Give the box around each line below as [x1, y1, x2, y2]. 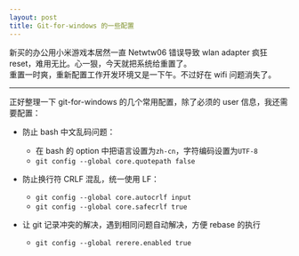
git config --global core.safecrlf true [35, 202, 188, 212]
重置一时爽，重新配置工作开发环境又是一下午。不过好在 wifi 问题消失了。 [9, 68, 277, 80]
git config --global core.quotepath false [35, 156, 196, 165]
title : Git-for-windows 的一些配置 [9, 21, 135, 30]
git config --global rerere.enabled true [35, 238, 191, 247]
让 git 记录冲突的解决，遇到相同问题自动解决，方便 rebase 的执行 [21, 219, 261, 229]
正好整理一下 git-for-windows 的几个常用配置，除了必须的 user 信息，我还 [9, 96, 280, 107]
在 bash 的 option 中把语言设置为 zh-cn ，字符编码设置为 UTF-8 [35, 145, 258, 156]
